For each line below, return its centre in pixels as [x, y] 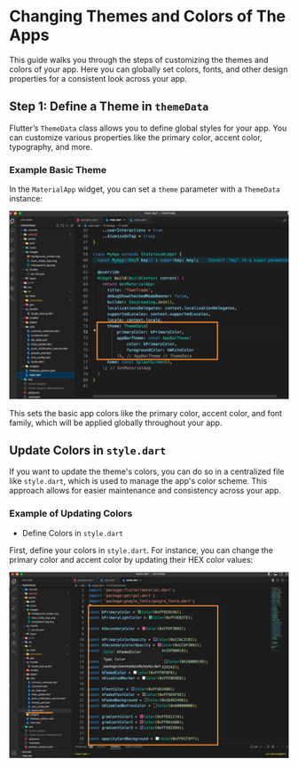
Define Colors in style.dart [73, 533]
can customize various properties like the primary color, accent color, [136, 137]
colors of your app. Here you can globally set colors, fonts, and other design [149, 69]
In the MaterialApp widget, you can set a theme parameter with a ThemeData [145, 189]
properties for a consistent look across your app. [98, 78]
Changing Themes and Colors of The [148, 16]
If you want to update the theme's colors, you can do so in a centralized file [147, 471]
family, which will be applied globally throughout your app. [116, 423]
